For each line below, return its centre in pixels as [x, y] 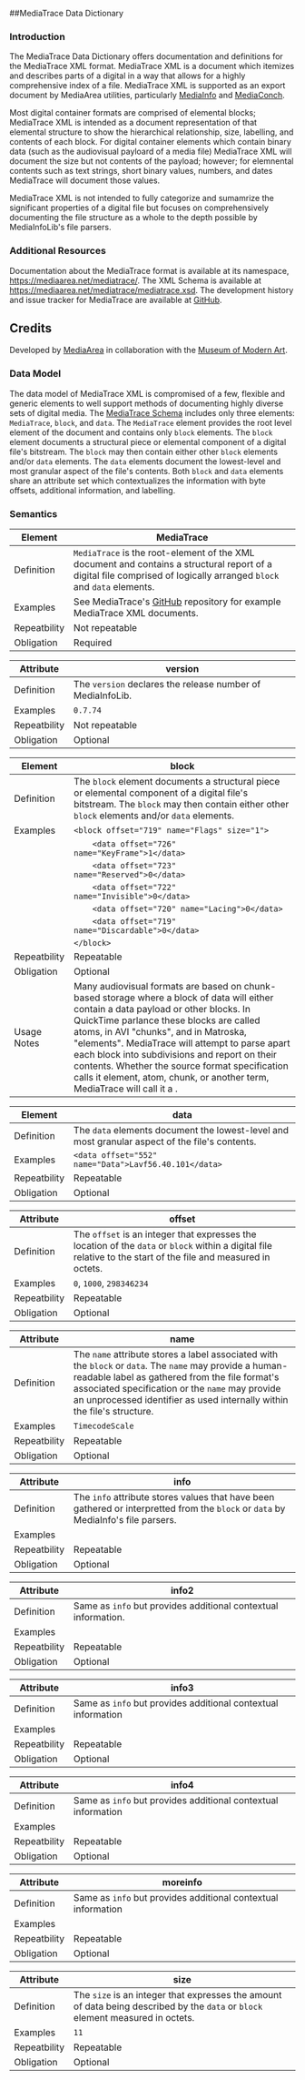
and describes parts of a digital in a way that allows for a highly [128, 76]
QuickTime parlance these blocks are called [167, 1020]
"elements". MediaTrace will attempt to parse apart [182, 1043]
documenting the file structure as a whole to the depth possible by [134, 218]
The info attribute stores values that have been [174, 1497]
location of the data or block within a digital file [172, 1246]
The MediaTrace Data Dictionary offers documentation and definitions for [146, 56]
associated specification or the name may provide [177, 1389]
